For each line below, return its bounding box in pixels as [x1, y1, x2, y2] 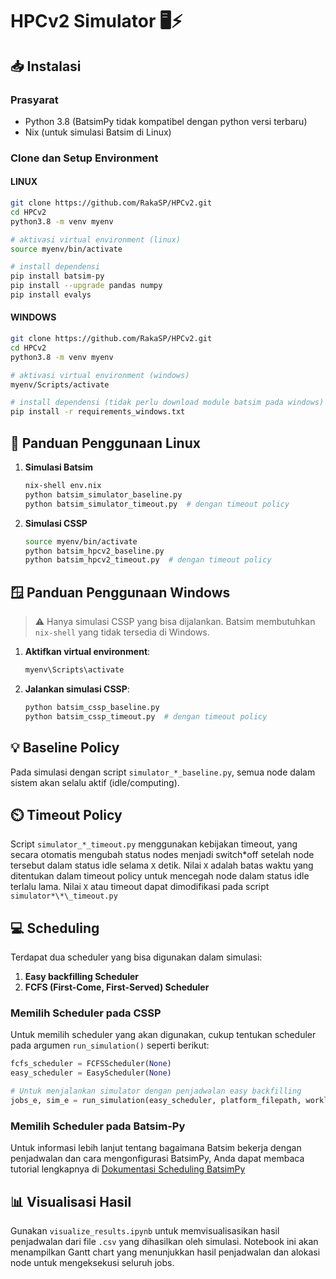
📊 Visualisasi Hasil [10, 1193, 132, 1210]
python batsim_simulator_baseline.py [24, 489, 183, 500]
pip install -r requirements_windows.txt [10, 407, 186, 417]
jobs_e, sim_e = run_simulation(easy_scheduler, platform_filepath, [10, 1096, 302, 1106]
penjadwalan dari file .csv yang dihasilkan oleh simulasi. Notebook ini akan [10, 1236, 319, 1248]
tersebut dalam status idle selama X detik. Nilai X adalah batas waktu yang [10, 859, 314, 872]
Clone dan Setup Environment [10, 151, 159, 165]
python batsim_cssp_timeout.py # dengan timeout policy [24, 711, 268, 722]
